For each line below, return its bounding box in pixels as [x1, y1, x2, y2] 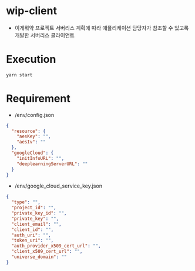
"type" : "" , [11, 199, 41, 205]
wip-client [6, 4, 58, 18]
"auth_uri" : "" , [11, 232, 51, 238]
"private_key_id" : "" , [11, 210, 67, 216]
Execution [6, 53, 56, 66]
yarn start [6, 72, 33, 78]
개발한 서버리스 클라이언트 [14, 31, 75, 39]
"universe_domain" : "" [11, 254, 67, 260]
